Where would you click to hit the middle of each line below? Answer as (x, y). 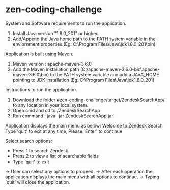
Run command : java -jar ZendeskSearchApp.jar (63, 116)
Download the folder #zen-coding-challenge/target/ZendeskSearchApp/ (89, 100)
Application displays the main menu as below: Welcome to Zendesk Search (84, 125)
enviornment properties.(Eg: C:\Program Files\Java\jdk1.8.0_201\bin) (84, 44)
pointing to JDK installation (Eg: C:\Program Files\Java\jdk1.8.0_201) (83, 80)
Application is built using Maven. (39, 54)
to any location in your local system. (50, 105)
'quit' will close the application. (38, 182)
